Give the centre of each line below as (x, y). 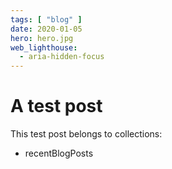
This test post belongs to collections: (86, 134)
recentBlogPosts (59, 153)
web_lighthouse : (44, 47)
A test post (56, 106)
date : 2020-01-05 (46, 29)
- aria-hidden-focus (62, 57)
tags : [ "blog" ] (46, 19)
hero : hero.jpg (42, 38)
